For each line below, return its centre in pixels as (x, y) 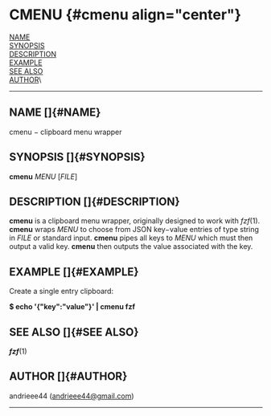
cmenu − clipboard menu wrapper (66, 132)
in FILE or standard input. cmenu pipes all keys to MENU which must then (131, 238)
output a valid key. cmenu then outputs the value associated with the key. (131, 247)
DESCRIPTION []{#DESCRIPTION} (94, 201)
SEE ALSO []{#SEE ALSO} (74, 332)
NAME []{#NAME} (55, 113)
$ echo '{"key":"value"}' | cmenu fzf (72, 307)
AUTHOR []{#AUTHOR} (68, 376)
